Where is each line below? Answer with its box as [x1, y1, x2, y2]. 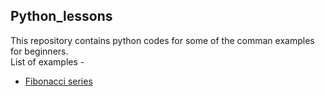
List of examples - [10, 55, 85, 68]
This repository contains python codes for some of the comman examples [10, 34, 315, 46]
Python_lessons [10, 8, 113, 25]
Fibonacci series [24, 75, 93, 87]
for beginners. [10, 45, 69, 57]
